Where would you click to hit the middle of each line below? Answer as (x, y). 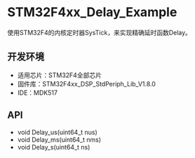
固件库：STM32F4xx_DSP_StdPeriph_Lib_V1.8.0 (87, 84)
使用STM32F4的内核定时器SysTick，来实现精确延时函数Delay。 (99, 32)
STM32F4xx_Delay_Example (92, 12)
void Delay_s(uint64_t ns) (54, 147)
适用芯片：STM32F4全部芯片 (59, 75)
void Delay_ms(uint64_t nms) (59, 139)
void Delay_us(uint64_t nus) (58, 132)
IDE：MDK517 (38, 93)
